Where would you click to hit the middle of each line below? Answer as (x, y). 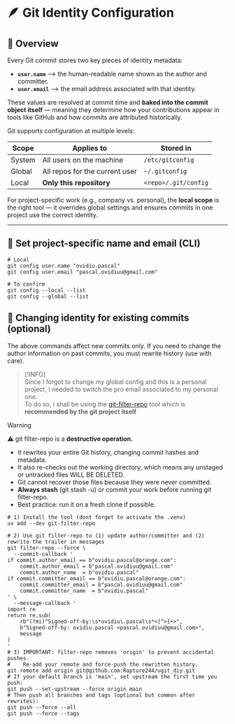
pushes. (19, 658)
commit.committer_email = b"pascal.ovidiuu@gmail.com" (101, 585)
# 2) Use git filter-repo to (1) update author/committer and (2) (106, 535)
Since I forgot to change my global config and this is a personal (115, 381)
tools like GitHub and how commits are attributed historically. (95, 117)
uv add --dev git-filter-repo (51, 523)
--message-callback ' (45, 603)
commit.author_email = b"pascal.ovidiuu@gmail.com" (97, 566)
